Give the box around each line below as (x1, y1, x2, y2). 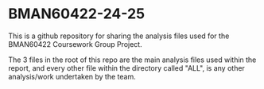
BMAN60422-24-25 (8, 5, 146, 23)
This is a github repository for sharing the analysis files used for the (8, 31, 230, 41)
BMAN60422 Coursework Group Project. (8, 39, 142, 48)
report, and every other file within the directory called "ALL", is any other (8, 63, 245, 72)
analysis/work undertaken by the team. (8, 72, 137, 81)
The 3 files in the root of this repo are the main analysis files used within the (8, 55, 257, 64)
